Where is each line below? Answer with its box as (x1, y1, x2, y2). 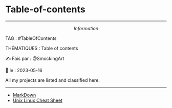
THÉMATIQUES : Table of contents (5, 45, 78, 51)
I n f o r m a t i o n (73, 25, 99, 31)
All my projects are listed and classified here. (5, 77, 100, 83)
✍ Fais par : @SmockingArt (5, 55, 64, 61)
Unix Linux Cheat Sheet (12, 97, 63, 103)
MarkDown (12, 92, 36, 98)
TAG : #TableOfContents (5, 35, 57, 41)
